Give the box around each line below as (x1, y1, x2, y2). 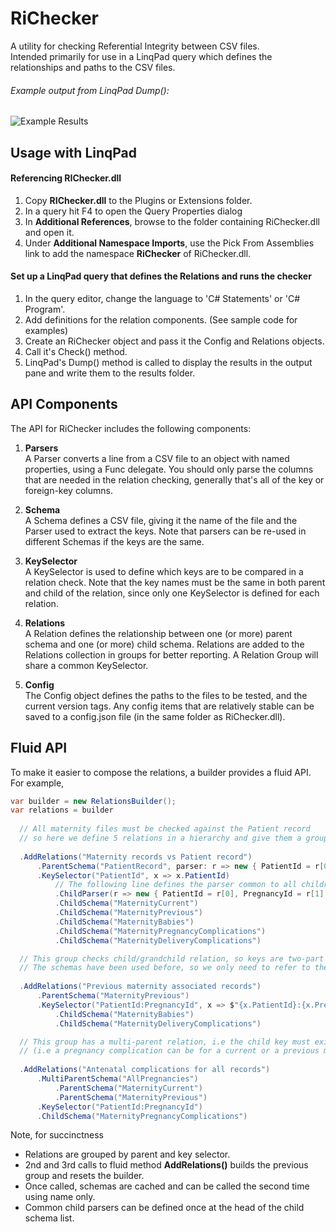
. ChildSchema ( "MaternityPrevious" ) (54, 908, 203, 918)
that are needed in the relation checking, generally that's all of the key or (24, 473, 325, 486)
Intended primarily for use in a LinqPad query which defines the (10, 50, 273, 62)
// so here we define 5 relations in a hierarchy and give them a (19, 833, 302, 844)
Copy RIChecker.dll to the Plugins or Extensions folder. (24, 194, 253, 206)
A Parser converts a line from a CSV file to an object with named (24, 452, 290, 464)
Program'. (24, 303, 66, 315)
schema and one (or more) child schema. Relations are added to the (24, 638, 305, 650)
